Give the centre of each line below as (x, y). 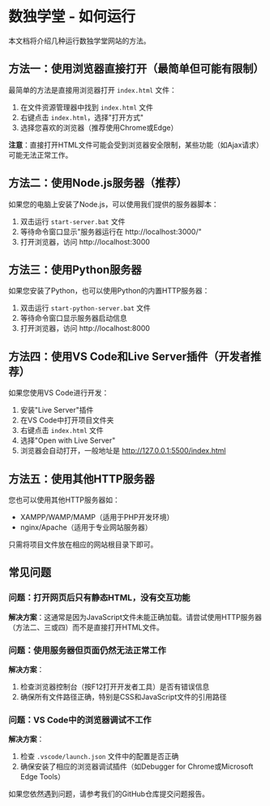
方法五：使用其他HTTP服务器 (82, 479)
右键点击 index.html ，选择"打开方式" (82, 117)
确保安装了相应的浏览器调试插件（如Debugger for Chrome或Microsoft (137, 767)
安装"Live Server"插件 (57, 410)
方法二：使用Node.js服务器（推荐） (98, 183)
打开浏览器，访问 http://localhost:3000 (85, 241)
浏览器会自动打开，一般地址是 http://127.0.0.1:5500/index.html (123, 451)
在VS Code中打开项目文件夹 (67, 420)
